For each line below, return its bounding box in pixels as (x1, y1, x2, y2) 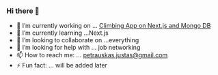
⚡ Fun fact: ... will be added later (16, 61, 107, 70)
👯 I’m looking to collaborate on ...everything (16, 36, 139, 44)
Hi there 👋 (6, 6, 40, 16)
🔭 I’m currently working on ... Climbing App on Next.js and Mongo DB (16, 22, 211, 30)
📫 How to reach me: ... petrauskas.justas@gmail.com (16, 51, 168, 59)
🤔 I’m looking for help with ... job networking (16, 44, 141, 52)
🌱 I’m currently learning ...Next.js (16, 29, 109, 37)
